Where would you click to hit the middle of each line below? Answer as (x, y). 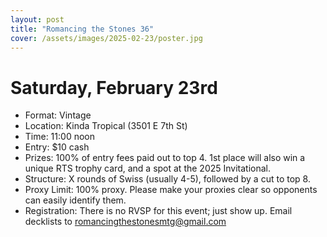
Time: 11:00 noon (59, 137)
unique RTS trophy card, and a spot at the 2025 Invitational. (148, 168)
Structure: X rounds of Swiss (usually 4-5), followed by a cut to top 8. (167, 179)
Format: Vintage (58, 115)
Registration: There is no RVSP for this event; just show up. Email (158, 211)
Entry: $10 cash (57, 147)
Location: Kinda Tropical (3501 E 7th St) (106, 126)
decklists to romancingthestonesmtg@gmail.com (125, 222)
